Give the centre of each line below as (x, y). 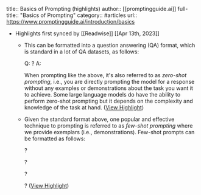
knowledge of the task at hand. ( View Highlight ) (84, 108)
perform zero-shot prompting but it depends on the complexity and (108, 101)
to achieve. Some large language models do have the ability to (102, 94)
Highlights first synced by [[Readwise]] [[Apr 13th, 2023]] (87, 33)
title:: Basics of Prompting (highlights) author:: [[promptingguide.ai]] (91, 9)
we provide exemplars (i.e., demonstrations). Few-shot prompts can (109, 132)
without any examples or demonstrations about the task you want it (109, 88)
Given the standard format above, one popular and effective (99, 119)
